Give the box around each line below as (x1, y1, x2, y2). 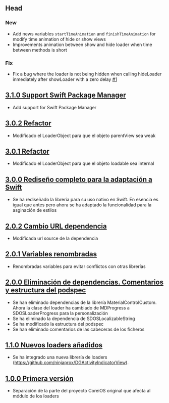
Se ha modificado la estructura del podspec (12, 321, 104, 327)
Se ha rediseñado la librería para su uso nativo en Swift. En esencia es (12, 197, 159, 203)
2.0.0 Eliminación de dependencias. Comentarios (5, 278, 164, 287)
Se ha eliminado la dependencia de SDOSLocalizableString (12, 316, 135, 322)
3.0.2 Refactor (5, 119, 51, 128)
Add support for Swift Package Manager (12, 104, 97, 110)
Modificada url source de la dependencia (12, 235, 98, 242)
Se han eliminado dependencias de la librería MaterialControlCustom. (12, 299, 157, 305)
